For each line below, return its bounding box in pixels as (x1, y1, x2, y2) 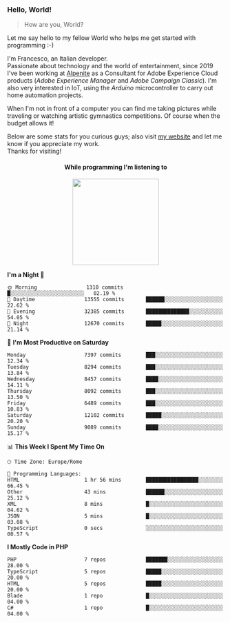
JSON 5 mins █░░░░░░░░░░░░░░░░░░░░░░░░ (7, 512, 224, 520)
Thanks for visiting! (7, 147, 62, 156)
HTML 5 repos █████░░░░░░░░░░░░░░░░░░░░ (7, 580, 224, 587)
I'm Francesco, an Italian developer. (7, 54, 108, 63)
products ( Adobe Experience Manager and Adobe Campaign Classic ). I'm (7, 76, 217, 85)
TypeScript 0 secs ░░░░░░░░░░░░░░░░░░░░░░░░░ (7, 524, 224, 531)
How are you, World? (23, 21, 84, 29)
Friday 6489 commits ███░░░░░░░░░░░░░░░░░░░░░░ (7, 400, 224, 407)
